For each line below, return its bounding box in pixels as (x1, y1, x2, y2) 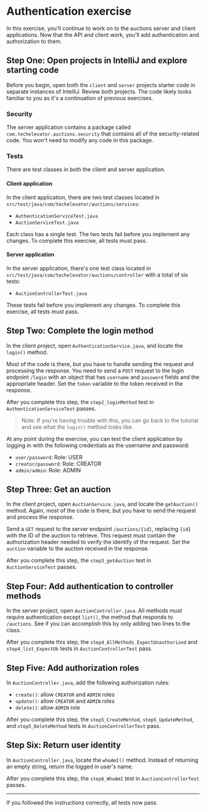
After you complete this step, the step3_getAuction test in (6, 557, 151, 564)
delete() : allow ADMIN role (15, 704, 80, 711)
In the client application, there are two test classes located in (6, 193, 160, 201)
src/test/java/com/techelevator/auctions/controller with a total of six (6, 271, 188, 278)
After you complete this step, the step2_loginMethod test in (6, 398, 154, 405)
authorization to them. (6, 37, 63, 45)
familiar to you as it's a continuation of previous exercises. (6, 94, 153, 102)
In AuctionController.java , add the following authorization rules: (6, 679, 170, 686)
